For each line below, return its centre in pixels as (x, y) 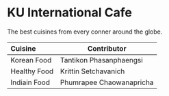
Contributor (107, 48)
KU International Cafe (69, 13)
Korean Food (31, 60)
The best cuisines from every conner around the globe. (85, 32)
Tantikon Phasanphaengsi (102, 60)
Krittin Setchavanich (93, 71)
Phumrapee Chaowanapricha (107, 82)
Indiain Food (30, 82)
